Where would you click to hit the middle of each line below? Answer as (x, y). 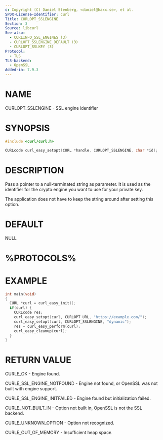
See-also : (15, 33)
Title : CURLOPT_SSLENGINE (32, 19)
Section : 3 (16, 24)
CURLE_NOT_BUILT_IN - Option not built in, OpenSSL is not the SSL (74, 408)
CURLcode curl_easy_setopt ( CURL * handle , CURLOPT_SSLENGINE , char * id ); (81, 150)
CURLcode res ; (28, 313)
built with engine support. (31, 389)
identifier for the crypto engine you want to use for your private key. (74, 189)
